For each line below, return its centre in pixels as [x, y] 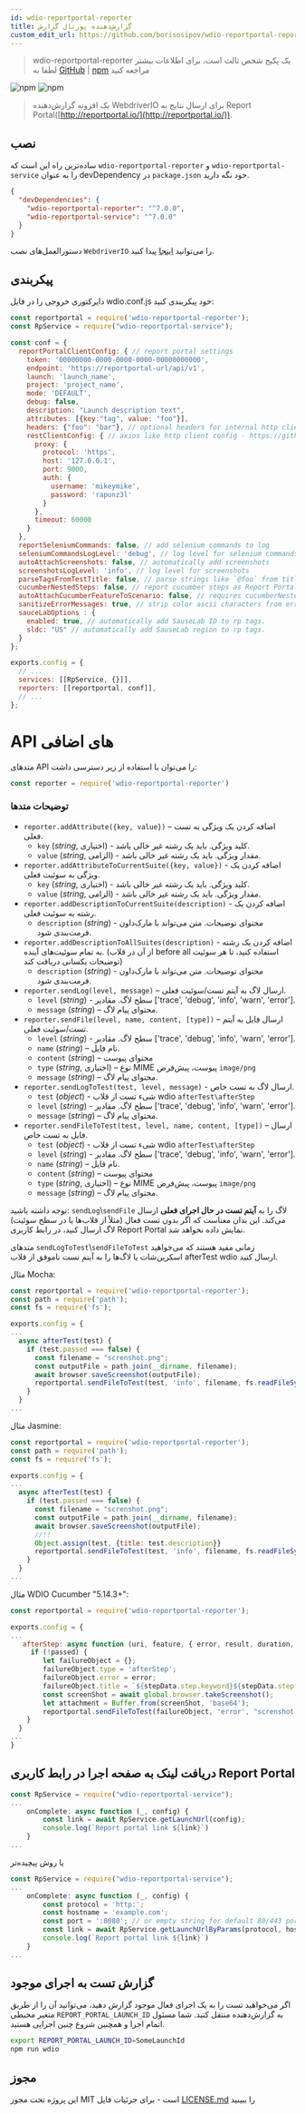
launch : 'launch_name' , [71, 377]
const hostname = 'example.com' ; [106, 1913]
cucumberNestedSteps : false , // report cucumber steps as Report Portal [158, 587]
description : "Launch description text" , [105, 410]
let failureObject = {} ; [90, 1661]
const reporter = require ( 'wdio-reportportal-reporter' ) [120, 783]
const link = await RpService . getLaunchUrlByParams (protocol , [162, 1930]
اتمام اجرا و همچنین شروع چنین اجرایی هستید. [88, 2024]
